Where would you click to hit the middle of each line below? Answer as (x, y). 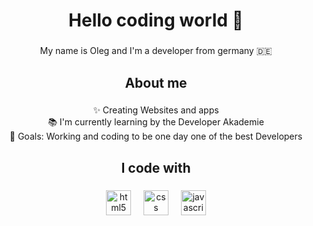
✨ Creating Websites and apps (156, 110)
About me (156, 82)
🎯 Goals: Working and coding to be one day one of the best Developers (156, 136)
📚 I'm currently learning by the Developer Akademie (156, 122)
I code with (156, 167)
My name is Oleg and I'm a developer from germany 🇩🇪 (156, 51)
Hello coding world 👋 (156, 20)
